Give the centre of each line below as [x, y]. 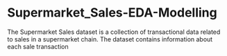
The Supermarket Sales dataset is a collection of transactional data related [114, 32]
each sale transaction [38, 46]
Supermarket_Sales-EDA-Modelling [112, 13]
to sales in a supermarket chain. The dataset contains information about [110, 39]
